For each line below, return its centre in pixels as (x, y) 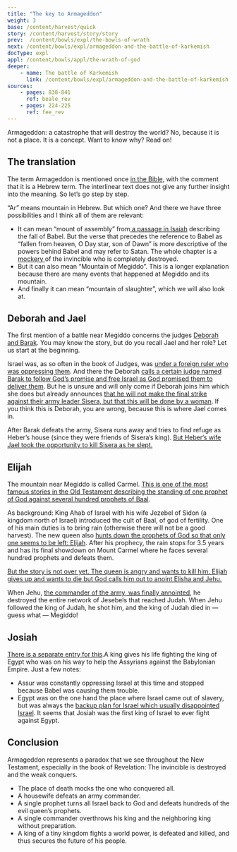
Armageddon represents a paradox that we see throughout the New (106, 760)
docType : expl (28, 54)
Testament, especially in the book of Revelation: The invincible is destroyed (117, 767)
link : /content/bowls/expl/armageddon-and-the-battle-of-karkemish (127, 79)
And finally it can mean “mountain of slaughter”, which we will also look (121, 288)
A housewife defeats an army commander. (79, 796)
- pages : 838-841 (45, 92)
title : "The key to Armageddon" (55, 14)
